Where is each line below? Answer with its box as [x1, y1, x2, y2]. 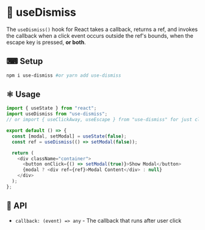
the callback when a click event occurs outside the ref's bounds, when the [6, 32, 193, 39]
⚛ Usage [6, 89, 41, 100]
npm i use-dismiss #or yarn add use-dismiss [6, 72, 121, 78]
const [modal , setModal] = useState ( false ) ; [12, 133, 127, 139]
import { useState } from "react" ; [6, 105, 97, 111]
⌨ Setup [6, 56, 43, 66]
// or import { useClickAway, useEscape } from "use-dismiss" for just [6, 117, 192, 123]
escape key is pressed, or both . [6, 38, 87, 46]
